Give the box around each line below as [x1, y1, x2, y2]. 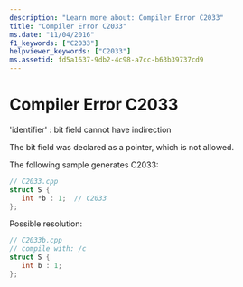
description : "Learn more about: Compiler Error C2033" [9, 13, 224, 23]
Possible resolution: [9, 218, 83, 229]
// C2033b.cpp [9, 236, 63, 245]
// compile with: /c [9, 244, 88, 254]
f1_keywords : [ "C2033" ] [9, 38, 99, 48]
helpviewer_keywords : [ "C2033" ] [9, 47, 131, 56]
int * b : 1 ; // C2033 [21, 194, 107, 203]
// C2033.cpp [9, 177, 59, 186]
